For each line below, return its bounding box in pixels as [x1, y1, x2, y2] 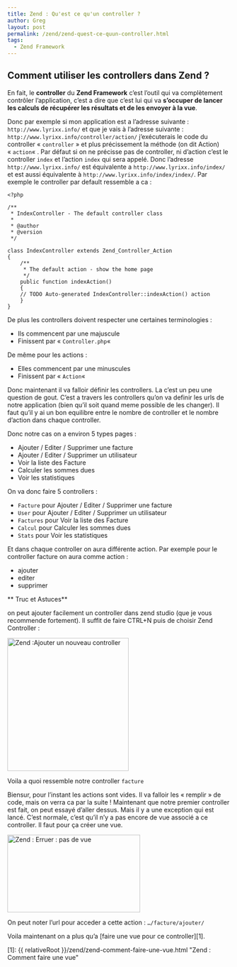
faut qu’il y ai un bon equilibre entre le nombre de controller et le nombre [7, 408, 219, 416]
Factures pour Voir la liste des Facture [17, 516, 129, 524]
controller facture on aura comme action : [7, 552, 129, 560]
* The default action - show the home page [23, 265, 154, 273]
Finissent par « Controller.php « [17, 336, 111, 345]
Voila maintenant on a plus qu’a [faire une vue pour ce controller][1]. [7, 932, 205, 940]
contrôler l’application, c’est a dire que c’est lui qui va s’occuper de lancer [7, 96, 223, 104]
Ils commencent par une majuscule [17, 329, 120, 338]
